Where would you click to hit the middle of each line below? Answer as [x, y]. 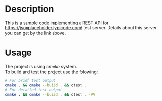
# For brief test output [30, 80]
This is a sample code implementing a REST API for [57, 23]
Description [29, 9]
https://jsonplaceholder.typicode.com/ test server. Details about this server [81, 27]
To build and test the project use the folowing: [52, 72]
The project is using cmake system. [41, 66]
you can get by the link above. [36, 33]
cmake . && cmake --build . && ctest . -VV [50, 94]
